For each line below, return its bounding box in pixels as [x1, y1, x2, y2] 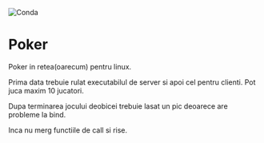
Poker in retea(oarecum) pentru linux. [8, 62, 132, 71]
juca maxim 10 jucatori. [8, 85, 84, 95]
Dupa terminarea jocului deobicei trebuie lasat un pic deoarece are [8, 101, 228, 111]
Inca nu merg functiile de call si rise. [8, 125, 128, 135]
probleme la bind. [8, 109, 66, 119]
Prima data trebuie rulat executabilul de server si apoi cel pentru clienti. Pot [8, 77, 256, 87]
